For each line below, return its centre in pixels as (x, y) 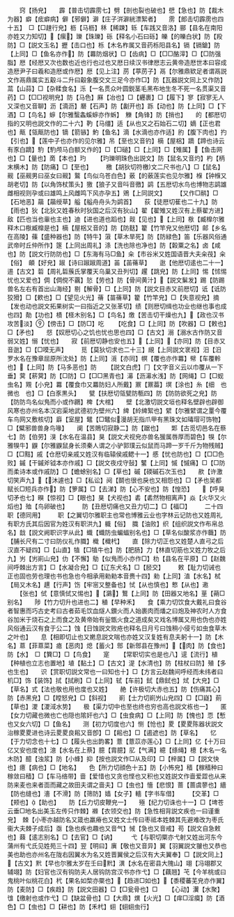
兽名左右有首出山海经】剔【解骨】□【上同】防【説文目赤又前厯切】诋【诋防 (117, 289)
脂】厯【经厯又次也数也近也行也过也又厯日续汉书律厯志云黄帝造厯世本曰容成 (117, 62)
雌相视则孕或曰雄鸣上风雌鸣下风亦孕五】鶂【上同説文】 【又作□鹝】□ (113, 193)
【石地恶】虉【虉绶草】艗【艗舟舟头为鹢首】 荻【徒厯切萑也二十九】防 (112, 202)
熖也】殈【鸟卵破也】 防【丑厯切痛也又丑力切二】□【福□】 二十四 (115, 506)
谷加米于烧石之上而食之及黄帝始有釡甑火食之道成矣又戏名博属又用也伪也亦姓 (117, 619)
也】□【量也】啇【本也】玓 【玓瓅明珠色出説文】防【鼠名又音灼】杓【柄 (116, 158)
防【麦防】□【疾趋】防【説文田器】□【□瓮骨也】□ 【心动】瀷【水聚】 (116, 889)
